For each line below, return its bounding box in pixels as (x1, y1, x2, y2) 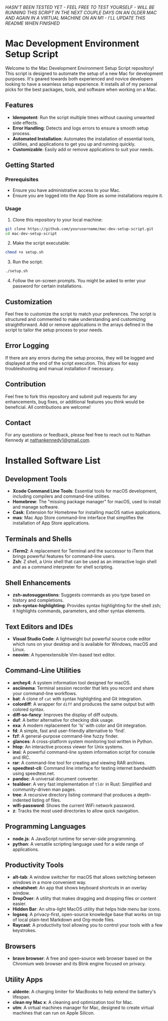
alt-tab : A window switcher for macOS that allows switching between (12, 874, 156, 880)
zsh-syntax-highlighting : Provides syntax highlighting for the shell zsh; (12, 603, 161, 609)
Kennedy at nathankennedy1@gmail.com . (5, 437, 91, 443)
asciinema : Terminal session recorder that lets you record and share (12, 685, 154, 691)
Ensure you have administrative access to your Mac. (12, 187, 121, 193)
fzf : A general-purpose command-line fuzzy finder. (12, 733, 119, 739)
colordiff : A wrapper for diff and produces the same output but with (12, 701, 155, 707)
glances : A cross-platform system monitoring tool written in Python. (12, 738, 153, 744)
